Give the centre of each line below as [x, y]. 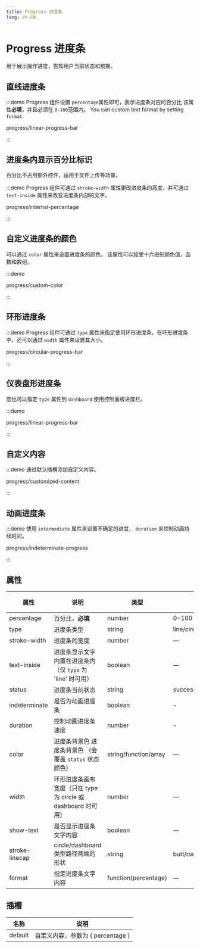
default [19, 935]
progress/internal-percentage [43, 207]
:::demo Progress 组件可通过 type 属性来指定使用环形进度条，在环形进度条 [97, 332]
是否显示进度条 [74, 826]
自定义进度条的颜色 [41, 239]
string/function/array [136, 754]
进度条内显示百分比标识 [49, 159]
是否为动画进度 [74, 701]
